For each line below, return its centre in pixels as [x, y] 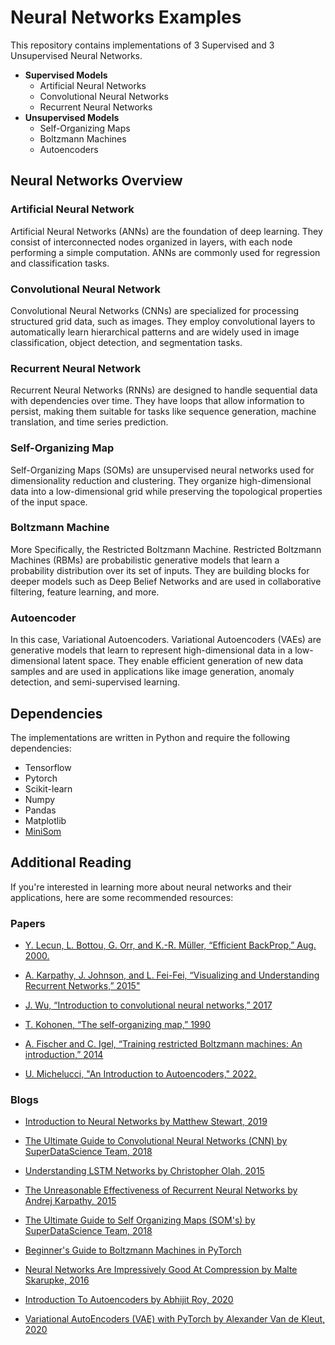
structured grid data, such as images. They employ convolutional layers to [163, 321]
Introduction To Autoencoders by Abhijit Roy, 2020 [129, 1300]
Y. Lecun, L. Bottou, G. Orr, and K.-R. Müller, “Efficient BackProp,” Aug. [170, 945]
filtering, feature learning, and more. [85, 592]
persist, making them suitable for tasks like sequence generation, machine [163, 412]
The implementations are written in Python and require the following [150, 737]
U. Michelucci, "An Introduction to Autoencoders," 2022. [140, 1074]
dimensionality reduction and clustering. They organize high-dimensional [161, 480]
